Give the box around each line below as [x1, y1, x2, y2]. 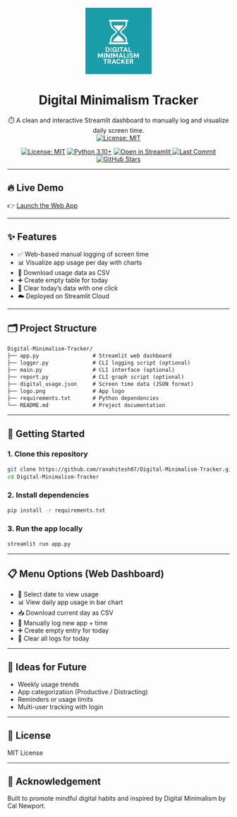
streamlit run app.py [7, 541, 71, 548]
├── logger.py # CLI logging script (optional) [7, 360, 191, 367]
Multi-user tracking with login [17, 703, 104, 711]
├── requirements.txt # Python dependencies [7, 395, 159, 402]
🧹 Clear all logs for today [17, 634, 90, 642]
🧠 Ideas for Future [7, 662, 87, 674]
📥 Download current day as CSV [17, 609, 114, 617]
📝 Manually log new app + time [17, 618, 108, 627]
